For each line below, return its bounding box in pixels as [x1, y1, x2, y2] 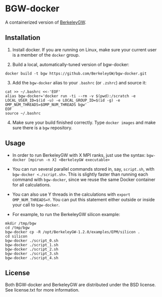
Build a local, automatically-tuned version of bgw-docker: [12, 61, 129, 67]
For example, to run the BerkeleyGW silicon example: [12, 211, 120, 217]
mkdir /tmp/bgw [5, 221, 37, 226]
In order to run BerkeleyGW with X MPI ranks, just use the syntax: [12, 152, 146, 158]
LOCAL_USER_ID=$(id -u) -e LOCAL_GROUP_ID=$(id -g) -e [5, 98, 121, 103]
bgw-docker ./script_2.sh [5, 247, 58, 252]
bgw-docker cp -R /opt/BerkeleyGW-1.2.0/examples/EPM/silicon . [5, 229, 140, 234]
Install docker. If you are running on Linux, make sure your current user [12, 46, 157, 52]
